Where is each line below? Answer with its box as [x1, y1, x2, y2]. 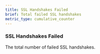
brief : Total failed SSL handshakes [5, 12, 81, 17]
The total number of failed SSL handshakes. [5, 44, 95, 50]
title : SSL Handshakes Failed [5, 7, 68, 12]
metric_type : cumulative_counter [5, 16, 75, 21]
